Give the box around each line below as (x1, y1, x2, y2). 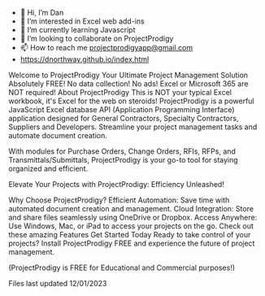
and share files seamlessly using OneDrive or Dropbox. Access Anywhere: (8, 212, 258, 222)
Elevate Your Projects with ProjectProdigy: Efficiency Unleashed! (8, 180, 225, 189)
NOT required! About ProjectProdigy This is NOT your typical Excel (8, 88, 232, 97)
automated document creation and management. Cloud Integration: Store (8, 204, 254, 213)
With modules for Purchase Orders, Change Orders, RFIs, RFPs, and (8, 146, 236, 156)
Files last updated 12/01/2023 (8, 279, 107, 288)
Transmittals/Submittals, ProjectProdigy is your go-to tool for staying (8, 155, 238, 164)
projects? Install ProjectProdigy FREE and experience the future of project (8, 238, 255, 248)
